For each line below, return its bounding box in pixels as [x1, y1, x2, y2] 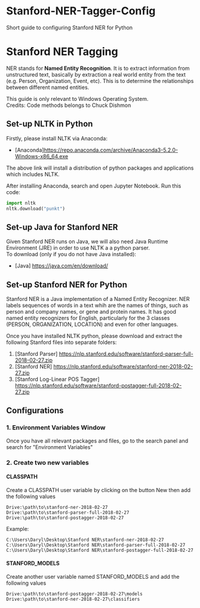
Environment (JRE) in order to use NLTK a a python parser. [6, 244, 150, 251]
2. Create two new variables [6, 458, 90, 466]
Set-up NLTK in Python [6, 119, 93, 129]
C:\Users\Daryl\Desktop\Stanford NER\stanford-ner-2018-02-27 [6, 536, 164, 543]
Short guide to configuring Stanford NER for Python [6, 24, 133, 31]
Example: [6, 525, 29, 532]
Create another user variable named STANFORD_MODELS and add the [6, 573, 180, 581]
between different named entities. [6, 84, 90, 91]
